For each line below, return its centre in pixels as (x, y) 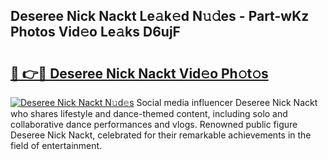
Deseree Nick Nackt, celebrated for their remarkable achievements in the (161, 135)
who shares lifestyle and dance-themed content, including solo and (149, 113)
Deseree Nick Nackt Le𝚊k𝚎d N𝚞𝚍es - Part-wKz (160, 16)
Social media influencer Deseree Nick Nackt (227, 102)
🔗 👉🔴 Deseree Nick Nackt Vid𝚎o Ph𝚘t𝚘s (139, 73)
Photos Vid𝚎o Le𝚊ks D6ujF (95, 32)
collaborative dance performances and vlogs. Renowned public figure (154, 124)
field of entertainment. (56, 145)
